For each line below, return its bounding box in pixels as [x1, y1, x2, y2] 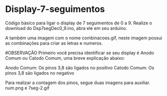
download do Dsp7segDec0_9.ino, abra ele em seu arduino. [5, 25, 127, 31]
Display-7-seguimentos [5, 3, 105, 15]
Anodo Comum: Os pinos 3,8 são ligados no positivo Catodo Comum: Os [5, 65, 155, 71]
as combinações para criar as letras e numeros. [5, 40, 103, 46]
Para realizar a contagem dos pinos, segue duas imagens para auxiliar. [5, 80, 151, 86]
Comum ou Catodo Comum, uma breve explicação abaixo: [5, 55, 125, 61]
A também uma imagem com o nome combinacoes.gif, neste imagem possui [5, 35, 163, 41]
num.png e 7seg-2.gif [5, 85, 50, 91]
